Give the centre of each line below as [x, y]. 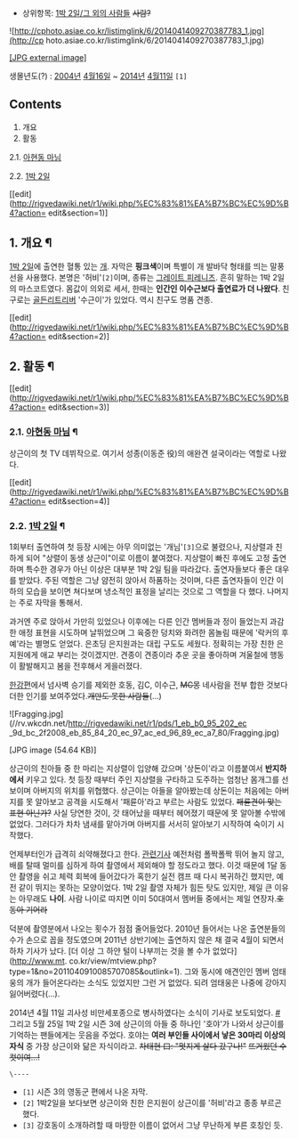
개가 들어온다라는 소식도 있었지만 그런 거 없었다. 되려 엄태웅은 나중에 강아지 [156, 983]
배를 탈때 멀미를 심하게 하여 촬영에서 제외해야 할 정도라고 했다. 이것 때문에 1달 [144, 866]
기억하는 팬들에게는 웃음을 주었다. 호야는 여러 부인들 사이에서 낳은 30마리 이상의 [148, 1035]
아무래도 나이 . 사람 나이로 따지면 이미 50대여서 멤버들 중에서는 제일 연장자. [148, 899]
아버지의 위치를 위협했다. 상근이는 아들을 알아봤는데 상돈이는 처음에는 [153, 791]
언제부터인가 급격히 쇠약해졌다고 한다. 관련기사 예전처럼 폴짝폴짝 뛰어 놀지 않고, [147, 854]
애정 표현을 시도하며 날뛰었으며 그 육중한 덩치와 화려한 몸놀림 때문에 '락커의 [149, 633]
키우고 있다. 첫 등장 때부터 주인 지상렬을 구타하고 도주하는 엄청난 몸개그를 [153, 780]
